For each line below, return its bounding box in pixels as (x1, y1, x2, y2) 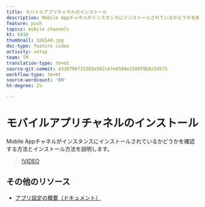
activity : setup (6, 49, 48, 55)
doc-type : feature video (6, 43, 70, 49)
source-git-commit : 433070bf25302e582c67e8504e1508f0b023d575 (6, 65, 168, 72)
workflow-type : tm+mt (6, 71, 62, 78)
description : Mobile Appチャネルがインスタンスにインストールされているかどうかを (6, 15, 196, 21)
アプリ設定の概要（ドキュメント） (15, 194, 101, 202)
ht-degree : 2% (6, 83, 43, 89)
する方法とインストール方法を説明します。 (6, 145, 113, 153)
